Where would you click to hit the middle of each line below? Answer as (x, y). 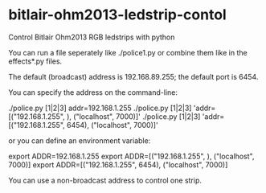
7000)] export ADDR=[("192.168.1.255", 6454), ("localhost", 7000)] (118, 164)
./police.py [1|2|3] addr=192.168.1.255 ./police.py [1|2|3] (100, 108)
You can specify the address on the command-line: (93, 92)
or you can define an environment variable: (80, 140)
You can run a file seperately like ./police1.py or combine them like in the (128, 52)
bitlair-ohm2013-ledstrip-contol (117, 15)
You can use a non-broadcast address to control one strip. (105, 180)
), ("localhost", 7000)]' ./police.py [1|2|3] (134, 116)
